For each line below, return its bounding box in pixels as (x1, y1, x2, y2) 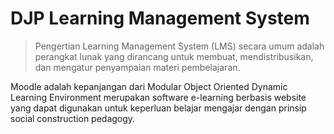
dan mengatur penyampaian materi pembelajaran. (34, 61, 241, 73)
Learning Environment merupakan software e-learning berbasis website (10, 91, 307, 103)
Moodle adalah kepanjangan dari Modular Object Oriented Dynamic (10, 80, 288, 92)
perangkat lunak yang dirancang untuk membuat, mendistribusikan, (34, 50, 314, 62)
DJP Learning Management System (10, 7, 310, 30)
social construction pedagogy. (10, 112, 136, 124)
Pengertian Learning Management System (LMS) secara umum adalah (34, 40, 325, 52)
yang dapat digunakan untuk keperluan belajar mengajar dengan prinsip (10, 102, 307, 114)
